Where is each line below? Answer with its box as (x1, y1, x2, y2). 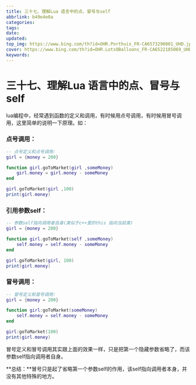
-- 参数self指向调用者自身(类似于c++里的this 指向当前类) (6, 220, 133, 226)
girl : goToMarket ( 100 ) (6, 329, 59, 335)
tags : (6, 25, 19, 31)
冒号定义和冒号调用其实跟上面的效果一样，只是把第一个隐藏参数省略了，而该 (6, 345, 190, 352)
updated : (6, 36, 27, 41)
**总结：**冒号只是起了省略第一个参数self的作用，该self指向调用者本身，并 (6, 365, 188, 372)
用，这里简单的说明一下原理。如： (6, 119, 88, 126)
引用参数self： (6, 206, 47, 214)
